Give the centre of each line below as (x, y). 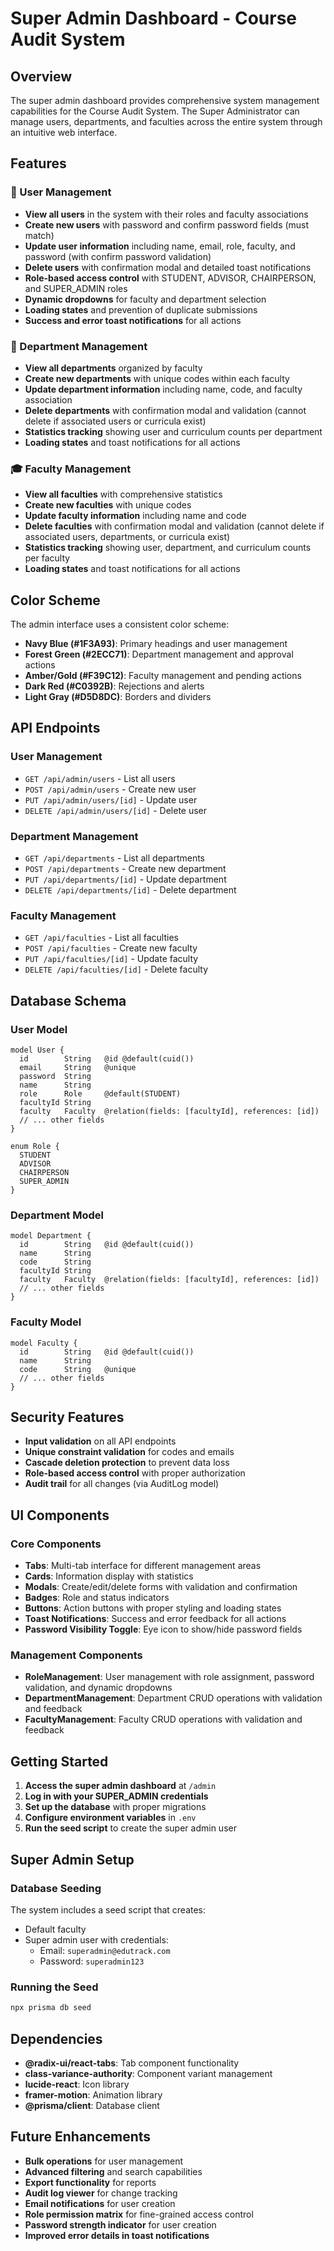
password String (55, 1077)
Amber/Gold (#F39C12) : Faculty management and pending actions (163, 676)
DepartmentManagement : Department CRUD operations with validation (173, 1698)
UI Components (60, 1515)
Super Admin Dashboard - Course (153, 18)
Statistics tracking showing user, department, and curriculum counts (168, 548)
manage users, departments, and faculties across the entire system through (166, 121)
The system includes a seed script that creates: (108, 1909)
